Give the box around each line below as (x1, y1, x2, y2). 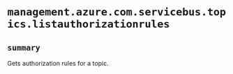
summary (7, 42, 40, 53)
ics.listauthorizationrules (7, 18, 170, 31)
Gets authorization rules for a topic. (7, 59, 110, 67)
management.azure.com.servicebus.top (7, 6, 227, 19)
